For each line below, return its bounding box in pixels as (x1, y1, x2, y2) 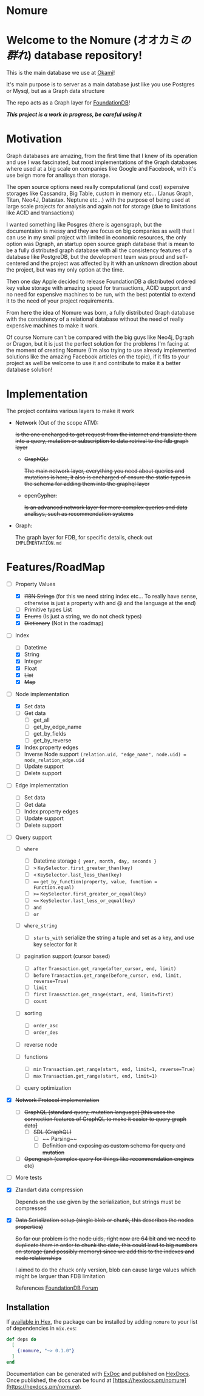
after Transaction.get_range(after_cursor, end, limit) (33, 966, 177, 972)
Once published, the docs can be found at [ (6, 1377, 115, 1384)
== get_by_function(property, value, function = (33, 878, 158, 884)
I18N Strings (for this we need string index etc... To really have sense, (24, 593, 198, 600)
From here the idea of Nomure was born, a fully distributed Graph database (6, 309, 195, 316)
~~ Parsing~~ (42, 1135, 77, 1143)
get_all (33, 716, 50, 724)
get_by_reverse (33, 737, 72, 744)
